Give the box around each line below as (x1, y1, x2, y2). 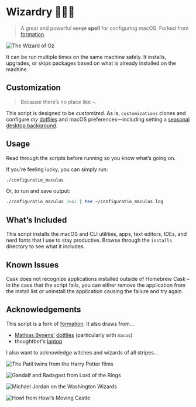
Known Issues (6, 260, 59, 270)
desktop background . (6, 122, 58, 129)
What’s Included (6, 215, 67, 225)
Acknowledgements (6, 305, 81, 315)
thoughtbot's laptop (14, 338, 63, 345)
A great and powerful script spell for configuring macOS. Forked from (20, 25, 189, 32)
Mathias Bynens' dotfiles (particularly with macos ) (14, 331, 133, 338)
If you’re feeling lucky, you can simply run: (6, 166, 108, 173)
